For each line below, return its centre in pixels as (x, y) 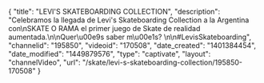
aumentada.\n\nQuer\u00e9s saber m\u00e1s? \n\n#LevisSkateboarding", (130, 37)
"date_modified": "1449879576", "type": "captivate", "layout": (110, 54)
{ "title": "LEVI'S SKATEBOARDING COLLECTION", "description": (114, 12)
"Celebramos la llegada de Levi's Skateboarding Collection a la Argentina (129, 20)
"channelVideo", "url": (45, 62)
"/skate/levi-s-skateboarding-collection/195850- (162, 62)
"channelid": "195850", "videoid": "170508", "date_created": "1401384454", (132, 45)
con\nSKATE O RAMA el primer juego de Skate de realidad (104, 28)
